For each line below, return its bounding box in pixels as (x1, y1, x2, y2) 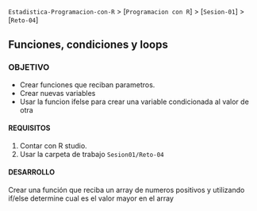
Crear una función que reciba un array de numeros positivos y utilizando (8, 186, 245, 195)
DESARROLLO (8, 167, 56, 177)
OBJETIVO (8, 62, 50, 73)
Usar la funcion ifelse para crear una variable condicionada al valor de (19, 97, 250, 106)
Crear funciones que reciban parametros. (19, 79, 155, 90)
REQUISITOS (8, 123, 51, 133)
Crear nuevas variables (19, 88, 96, 98)
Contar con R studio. (19, 140, 87, 150)
